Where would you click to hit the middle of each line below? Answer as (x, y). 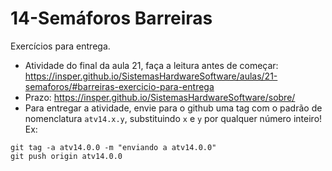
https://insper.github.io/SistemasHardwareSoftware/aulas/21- (151, 76)
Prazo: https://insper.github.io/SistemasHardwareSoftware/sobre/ (160, 97)
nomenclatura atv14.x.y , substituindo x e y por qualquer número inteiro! (173, 118)
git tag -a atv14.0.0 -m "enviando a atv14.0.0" (113, 147)
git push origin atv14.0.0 (66, 156)
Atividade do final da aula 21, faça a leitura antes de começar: (151, 65)
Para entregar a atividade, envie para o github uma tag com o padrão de (173, 108)
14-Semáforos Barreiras (111, 18)
